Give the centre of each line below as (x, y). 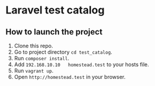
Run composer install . (41, 58)
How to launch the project (54, 32)
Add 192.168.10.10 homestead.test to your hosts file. (81, 64)
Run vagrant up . (34, 70)
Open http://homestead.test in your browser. (70, 77)
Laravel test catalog (55, 10)
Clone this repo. (33, 46)
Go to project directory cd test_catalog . (63, 52)
